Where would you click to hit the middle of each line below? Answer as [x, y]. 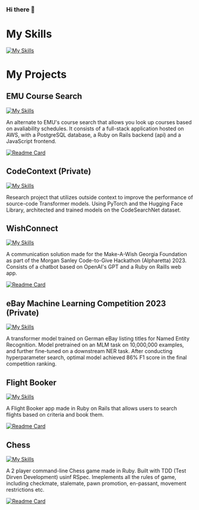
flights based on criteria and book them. [55, 415]
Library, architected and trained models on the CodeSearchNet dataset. [94, 210]
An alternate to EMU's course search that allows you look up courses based [99, 122]
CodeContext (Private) [49, 171]
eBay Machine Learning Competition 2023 [86, 303]
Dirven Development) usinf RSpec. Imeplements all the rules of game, [91, 477]
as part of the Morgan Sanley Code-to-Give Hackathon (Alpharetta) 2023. [97, 260]
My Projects [37, 75]
